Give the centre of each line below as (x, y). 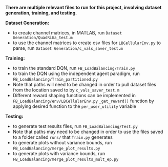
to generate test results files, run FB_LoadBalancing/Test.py (75, 126)
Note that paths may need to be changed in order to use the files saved (88, 132)
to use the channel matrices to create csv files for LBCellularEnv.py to (87, 43)
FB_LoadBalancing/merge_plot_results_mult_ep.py (66, 159)
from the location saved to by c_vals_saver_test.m (66, 90)
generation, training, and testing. (41, 13)
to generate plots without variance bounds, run (62, 143)
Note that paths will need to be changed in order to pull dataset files (84, 85)
